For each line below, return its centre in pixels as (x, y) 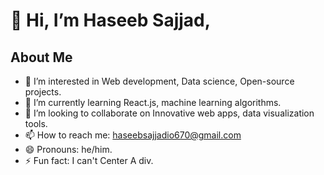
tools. (36, 123)
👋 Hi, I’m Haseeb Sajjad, (111, 20)
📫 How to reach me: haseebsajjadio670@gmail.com (133, 135)
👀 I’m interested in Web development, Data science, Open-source (159, 81)
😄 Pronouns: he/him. (68, 149)
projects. (43, 92)
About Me (41, 57)
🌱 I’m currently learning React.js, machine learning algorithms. (153, 102)
